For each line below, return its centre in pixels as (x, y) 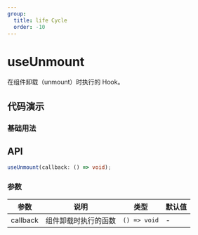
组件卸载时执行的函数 (80, 220)
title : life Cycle (41, 20)
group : (17, 14)
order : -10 (29, 27)
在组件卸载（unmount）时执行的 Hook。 (66, 82)
